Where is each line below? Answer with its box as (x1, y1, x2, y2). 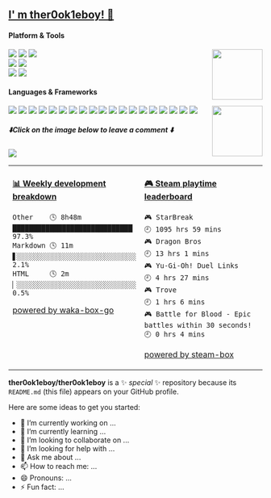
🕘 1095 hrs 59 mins (144, 225, 222, 234)
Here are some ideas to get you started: (8, 403, 141, 412)
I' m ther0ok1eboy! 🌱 (8, 8, 115, 22)
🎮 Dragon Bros (144, 237, 202, 246)
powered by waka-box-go (12, 304, 115, 316)
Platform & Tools (8, 30, 65, 40)
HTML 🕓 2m (12, 270, 70, 278)
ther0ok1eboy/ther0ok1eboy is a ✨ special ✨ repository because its (8, 378, 237, 387)
